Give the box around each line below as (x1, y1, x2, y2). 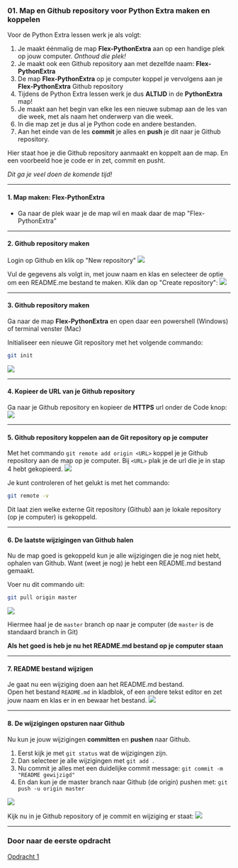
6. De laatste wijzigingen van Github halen (7, 536, 134, 544)
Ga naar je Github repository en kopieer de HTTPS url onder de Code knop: (7, 403, 227, 411)
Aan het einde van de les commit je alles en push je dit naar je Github (17, 127, 221, 136)
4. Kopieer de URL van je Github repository (7, 387, 135, 396)
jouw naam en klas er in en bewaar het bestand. (7, 696, 147, 705)
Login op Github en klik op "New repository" (7, 256, 137, 264)
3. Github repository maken (7, 301, 90, 310)
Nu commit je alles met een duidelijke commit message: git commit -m (17, 764, 223, 772)
